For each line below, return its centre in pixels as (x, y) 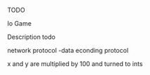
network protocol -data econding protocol (68, 50)
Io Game (19, 23)
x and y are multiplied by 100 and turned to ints (75, 64)
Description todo (32, 37)
